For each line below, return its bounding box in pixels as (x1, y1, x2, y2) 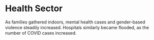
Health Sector (5, 3, 63, 14)
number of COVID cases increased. (5, 30, 77, 36)
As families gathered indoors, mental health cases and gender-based (5, 19, 146, 25)
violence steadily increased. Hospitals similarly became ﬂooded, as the (5, 24, 149, 30)
